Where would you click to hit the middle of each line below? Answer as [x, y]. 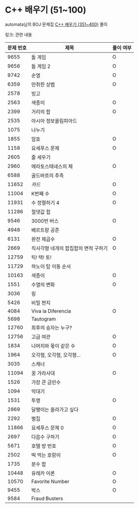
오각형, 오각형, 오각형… [56, 355]
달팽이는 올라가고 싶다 [55, 410]
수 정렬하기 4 [45, 203]
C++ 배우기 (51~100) [46, 10]
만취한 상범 [43, 84]
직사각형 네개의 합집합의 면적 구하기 [69, 248]
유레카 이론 [43, 473]
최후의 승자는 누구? [52, 328]
